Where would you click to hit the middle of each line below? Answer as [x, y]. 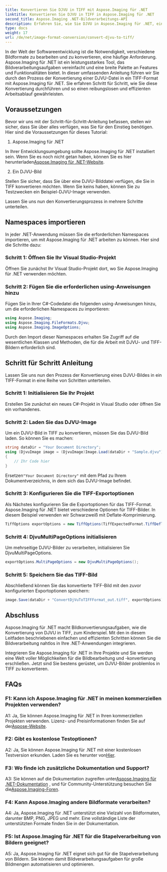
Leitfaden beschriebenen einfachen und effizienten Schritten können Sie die [83, 638]
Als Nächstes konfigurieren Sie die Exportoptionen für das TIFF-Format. [79, 504]
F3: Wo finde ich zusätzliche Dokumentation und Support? [77, 768]
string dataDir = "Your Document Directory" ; [53, 447]
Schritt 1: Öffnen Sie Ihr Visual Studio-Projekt [61, 258]
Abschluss [22, 615]
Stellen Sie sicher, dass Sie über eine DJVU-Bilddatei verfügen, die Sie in [80, 181]
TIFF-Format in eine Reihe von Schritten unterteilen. [58, 380]
